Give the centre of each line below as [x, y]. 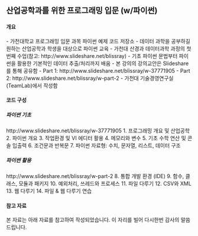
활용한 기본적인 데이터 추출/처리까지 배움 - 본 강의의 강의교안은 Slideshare [103, 63]
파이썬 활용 [19, 160]
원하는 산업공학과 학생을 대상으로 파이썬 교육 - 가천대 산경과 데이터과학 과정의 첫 [99, 49]
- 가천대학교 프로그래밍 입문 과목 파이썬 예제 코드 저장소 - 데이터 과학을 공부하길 [98, 41]
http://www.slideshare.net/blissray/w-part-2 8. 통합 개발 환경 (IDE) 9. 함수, [95, 176]
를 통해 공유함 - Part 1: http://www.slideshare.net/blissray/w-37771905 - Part [98, 70]
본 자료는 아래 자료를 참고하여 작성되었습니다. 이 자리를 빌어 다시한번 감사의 [93, 220]
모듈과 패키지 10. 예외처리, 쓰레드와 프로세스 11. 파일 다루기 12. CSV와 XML [105, 184]
